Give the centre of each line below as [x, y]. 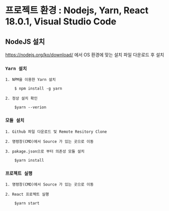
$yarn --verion [30, 107]
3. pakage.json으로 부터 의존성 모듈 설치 [45, 151]
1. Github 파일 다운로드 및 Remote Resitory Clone [56, 132]
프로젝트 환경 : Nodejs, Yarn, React [77, 10]
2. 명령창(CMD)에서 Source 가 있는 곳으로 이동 [49, 141]
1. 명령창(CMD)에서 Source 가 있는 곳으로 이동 [49, 184]
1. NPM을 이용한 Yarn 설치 [30, 80]
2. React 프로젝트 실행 [27, 194]
